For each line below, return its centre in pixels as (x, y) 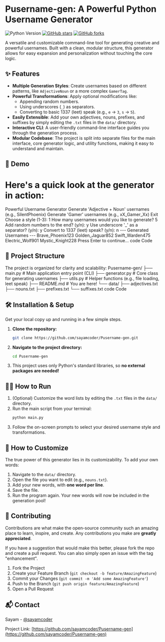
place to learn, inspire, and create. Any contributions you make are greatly (81, 533)
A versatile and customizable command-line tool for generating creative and (82, 42)
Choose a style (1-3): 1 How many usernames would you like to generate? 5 (82, 220)
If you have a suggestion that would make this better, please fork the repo (80, 548)
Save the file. (26, 490)
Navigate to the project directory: (47, 347)
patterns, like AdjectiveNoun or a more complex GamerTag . (70, 91)
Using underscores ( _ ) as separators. (57, 106)
